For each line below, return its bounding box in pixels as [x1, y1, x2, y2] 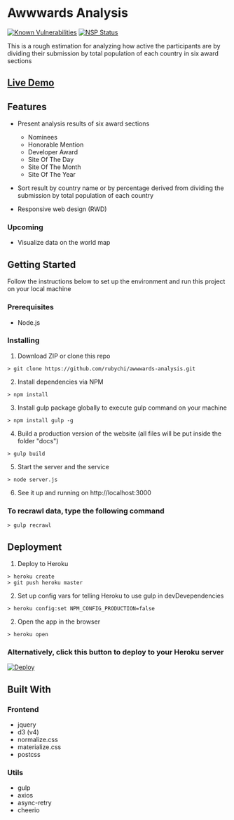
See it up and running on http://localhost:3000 [17, 488, 152, 497]
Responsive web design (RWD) [17, 205, 107, 213]
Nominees [27, 133, 58, 142]
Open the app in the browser [17, 617, 100, 626]
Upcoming [7, 222, 43, 232]
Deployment [7, 541, 62, 553]
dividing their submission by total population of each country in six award [7, 49, 219, 58]
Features [7, 100, 47, 113]
